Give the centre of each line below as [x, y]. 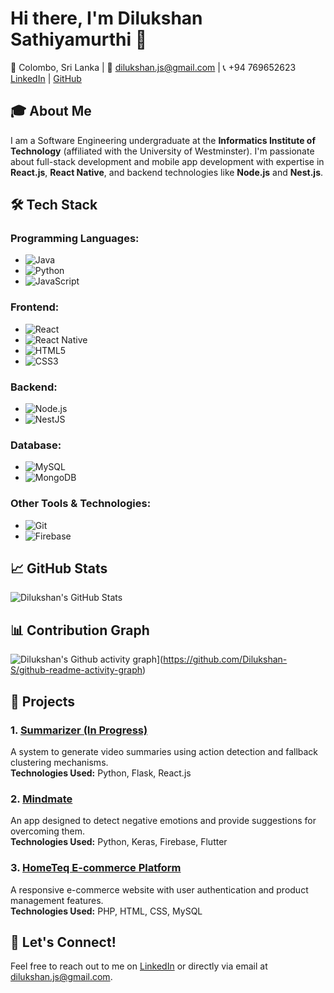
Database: [36, 445]
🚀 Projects [43, 701]
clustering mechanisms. [59, 762]
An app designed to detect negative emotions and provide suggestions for [163, 821]
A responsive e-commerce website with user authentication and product [159, 889]
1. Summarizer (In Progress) [79, 730]
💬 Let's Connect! [63, 942]
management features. [57, 900]
